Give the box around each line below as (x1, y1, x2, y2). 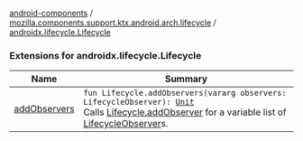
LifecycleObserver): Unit (83, 97, 195, 108)
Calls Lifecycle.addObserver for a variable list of (83, 106, 287, 118)
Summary (164, 72, 208, 85)
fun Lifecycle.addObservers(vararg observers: (83, 88, 287, 99)
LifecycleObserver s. (83, 117, 169, 130)
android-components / (9, 8, 93, 18)
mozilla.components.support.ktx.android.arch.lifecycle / (9, 17, 216, 28)
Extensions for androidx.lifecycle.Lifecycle (9, 49, 202, 61)
